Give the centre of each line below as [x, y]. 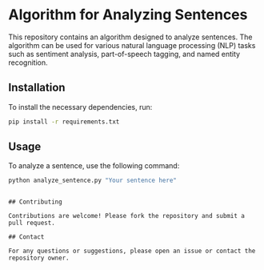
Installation [37, 88]
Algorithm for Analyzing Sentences [128, 15]
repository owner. [39, 258]
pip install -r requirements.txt [64, 122]
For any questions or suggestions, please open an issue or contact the [132, 251]
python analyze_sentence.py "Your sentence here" [93, 181]
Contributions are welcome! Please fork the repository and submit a [127, 216]
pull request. [32, 223]
